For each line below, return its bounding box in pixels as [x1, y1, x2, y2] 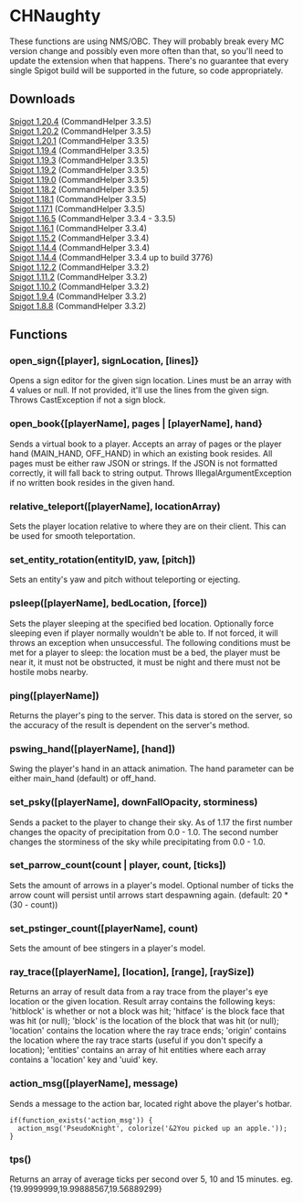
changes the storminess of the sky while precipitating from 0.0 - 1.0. [9, 836, 266, 847]
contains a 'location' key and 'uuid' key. [9, 1054, 158, 1066]
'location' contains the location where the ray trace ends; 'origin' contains [9, 1026, 287, 1037]
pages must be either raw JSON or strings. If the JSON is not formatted [9, 457, 278, 468]
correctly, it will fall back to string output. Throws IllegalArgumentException [9, 467, 292, 478]
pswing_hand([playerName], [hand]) [9, 742, 176, 755]
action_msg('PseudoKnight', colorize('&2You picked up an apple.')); [17, 1123, 287, 1133]
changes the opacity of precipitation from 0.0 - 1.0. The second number [9, 826, 279, 837]
